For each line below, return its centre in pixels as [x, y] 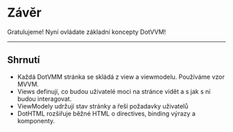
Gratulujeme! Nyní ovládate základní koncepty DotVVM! [87, 32]
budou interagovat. [44, 99]
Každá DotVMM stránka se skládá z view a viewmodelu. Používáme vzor [121, 77]
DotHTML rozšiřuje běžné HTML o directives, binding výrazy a [106, 113]
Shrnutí [24, 60]
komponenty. [36, 121]
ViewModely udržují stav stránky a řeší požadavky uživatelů [103, 106]
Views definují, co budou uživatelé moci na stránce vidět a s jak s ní [114, 91]
